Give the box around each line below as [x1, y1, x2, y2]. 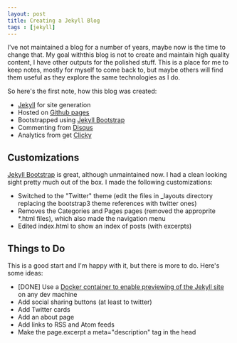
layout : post [7, 10, 46, 18]
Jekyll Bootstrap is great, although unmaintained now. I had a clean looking [7, 170, 228, 179]
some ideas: [7, 269, 43, 277]
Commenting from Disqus [17, 124, 94, 132]
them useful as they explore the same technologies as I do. [7, 73, 180, 82]
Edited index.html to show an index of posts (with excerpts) [17, 222, 192, 231]
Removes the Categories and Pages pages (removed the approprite [17, 207, 216, 215]
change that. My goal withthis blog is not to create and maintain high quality [7, 50, 230, 59]
